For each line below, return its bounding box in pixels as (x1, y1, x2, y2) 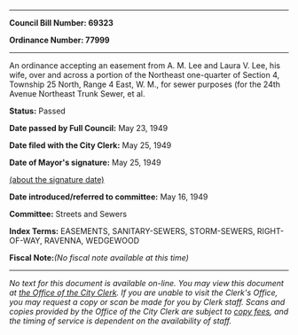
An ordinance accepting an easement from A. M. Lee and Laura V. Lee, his (9, 60, 281, 71)
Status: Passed (9, 105, 67, 116)
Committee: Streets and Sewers (9, 209, 127, 219)
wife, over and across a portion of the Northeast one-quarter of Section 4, (9, 70, 280, 80)
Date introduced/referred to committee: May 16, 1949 (9, 191, 208, 202)
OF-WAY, (9, 236, 43, 245)
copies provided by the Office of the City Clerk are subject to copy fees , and (9, 307, 289, 316)
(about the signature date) (9, 175, 105, 184)
